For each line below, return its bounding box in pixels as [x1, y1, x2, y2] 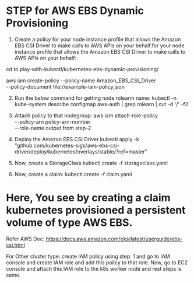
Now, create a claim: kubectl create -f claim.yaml [14, 170, 132, 177]
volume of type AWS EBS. [6, 216, 133, 229]
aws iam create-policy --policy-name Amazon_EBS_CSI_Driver [6, 77, 156, 84]
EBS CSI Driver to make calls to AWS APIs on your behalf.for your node [14, 42, 185, 49]
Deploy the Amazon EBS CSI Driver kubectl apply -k [14, 135, 140, 142]
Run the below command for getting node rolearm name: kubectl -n [14, 95, 177, 102]
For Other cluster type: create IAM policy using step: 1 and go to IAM [6, 253, 170, 260]
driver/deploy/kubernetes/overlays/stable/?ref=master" [14, 148, 147, 155]
